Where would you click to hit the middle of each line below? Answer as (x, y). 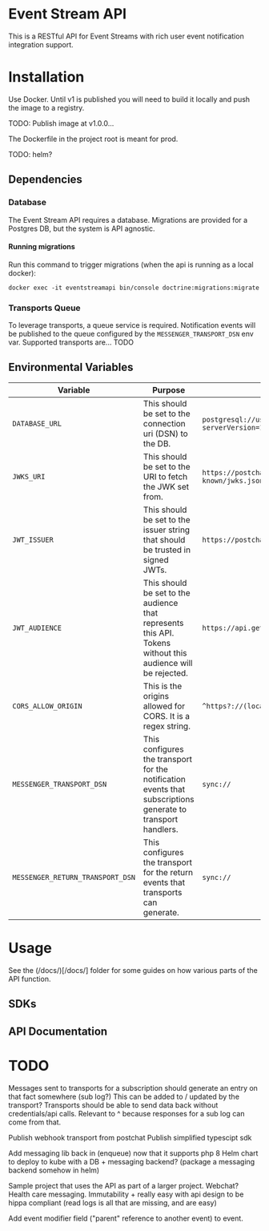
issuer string (167, 530)
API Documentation (58, 1031)
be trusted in (167, 550)
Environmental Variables (71, 367)
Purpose (169, 389)
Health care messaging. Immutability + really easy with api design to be (126, 1194)
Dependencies (45, 180)
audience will (168, 663)
